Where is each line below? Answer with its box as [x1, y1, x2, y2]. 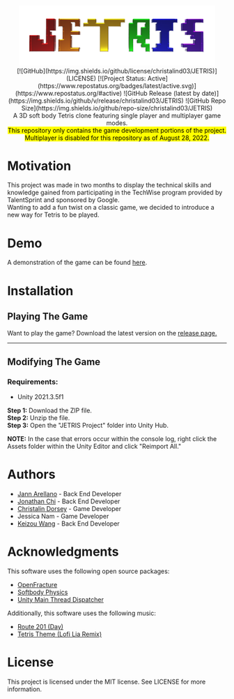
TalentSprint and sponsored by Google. [7, 196, 120, 204]
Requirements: [7, 377, 58, 387]
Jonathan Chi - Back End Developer [17, 497, 120, 505]
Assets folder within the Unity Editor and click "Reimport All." [7, 442, 182, 451]
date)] [201, 89, 219, 97]
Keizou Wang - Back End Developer [17, 519, 120, 528]
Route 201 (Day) [17, 622, 64, 630]
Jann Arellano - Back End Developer [17, 490, 122, 498]
